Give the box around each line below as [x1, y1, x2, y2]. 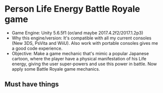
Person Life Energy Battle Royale [4, 3, 140, 15]
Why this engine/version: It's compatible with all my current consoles [11, 35, 152, 41]
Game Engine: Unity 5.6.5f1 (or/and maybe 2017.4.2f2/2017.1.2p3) [11, 30, 143, 36]
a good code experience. [11, 45, 63, 51]
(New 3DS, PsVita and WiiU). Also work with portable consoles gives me [11, 40, 158, 46]
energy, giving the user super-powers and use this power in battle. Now [11, 61, 157, 67]
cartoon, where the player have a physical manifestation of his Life [11, 56, 147, 61]
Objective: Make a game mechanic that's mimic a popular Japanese [11, 50, 149, 56]
